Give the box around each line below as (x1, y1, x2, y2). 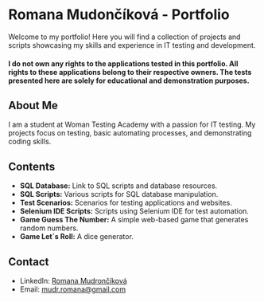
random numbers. (19, 223, 79, 233)
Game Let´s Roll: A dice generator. (19, 232, 134, 241)
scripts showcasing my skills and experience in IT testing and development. (8, 40, 256, 49)
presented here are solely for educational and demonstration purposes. (8, 76, 250, 85)
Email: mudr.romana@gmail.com (19, 284, 126, 294)
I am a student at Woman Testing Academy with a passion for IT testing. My (8, 120, 256, 129)
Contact (8, 255, 49, 269)
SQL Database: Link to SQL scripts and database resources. (19, 181, 218, 190)
